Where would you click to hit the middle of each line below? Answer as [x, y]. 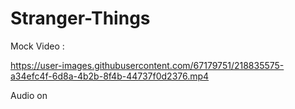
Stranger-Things [80, 18]
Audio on [29, 95]
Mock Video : [37, 46]
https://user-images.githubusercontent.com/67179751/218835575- [147, 65]
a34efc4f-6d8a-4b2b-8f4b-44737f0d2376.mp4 [110, 76]
